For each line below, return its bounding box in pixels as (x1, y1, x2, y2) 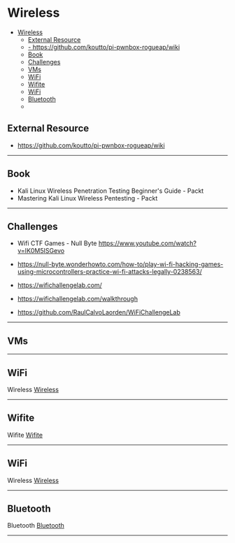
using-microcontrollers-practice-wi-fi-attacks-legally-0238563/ (17, 268, 202, 276)
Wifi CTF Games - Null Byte (17, 239, 97, 247)
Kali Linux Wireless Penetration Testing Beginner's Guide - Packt (17, 187, 204, 195)
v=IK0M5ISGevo (17, 247, 65, 255)
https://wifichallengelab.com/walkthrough (17, 295, 138, 303)
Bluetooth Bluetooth (7, 521, 65, 530)
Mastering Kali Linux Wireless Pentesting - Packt (17, 194, 158, 202)
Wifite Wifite (7, 430, 43, 439)
